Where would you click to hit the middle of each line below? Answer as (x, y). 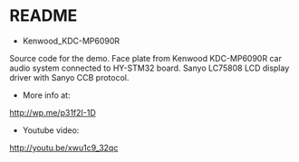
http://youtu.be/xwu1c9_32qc (64, 148)
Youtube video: (51, 130)
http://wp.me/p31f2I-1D (53, 112)
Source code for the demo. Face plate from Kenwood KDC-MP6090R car (146, 58)
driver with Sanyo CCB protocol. (69, 77)
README (43, 16)
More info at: (46, 95)
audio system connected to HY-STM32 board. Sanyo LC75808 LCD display (149, 68)
